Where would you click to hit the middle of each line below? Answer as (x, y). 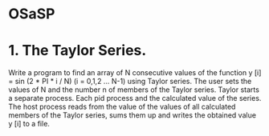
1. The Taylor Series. (77, 51)
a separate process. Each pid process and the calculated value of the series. (135, 98)
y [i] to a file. (29, 124)
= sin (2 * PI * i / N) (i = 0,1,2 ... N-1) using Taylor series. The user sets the (130, 82)
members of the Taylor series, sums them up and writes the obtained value (132, 115)
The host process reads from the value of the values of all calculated (122, 107)
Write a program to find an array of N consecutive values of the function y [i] (135, 73)
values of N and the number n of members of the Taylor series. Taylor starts (134, 90)
